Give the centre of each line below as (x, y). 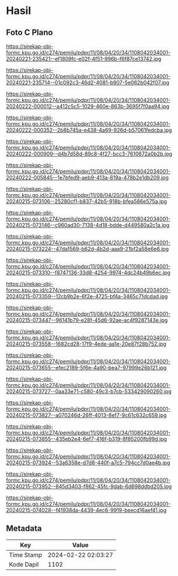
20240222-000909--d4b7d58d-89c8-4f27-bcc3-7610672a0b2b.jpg (89, 154)
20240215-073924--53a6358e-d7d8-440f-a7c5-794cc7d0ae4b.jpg (88, 463)
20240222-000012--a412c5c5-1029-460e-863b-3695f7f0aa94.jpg (88, 106)
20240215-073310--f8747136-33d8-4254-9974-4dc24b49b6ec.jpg (88, 273)
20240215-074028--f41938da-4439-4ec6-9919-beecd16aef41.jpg (86, 510)
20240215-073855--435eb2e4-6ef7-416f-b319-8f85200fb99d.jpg (87, 439)
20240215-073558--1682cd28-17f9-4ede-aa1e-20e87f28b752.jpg (86, 344)
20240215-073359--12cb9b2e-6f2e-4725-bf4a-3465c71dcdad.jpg (87, 296)
